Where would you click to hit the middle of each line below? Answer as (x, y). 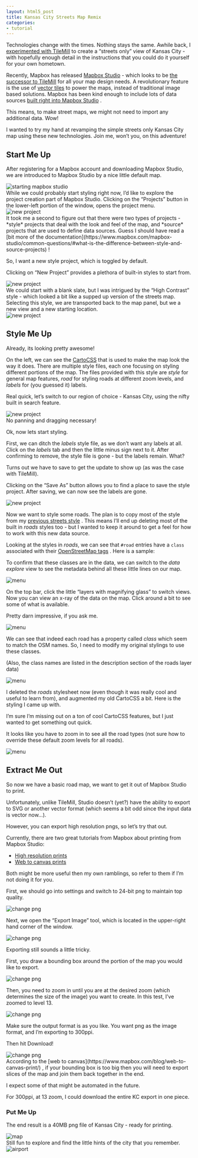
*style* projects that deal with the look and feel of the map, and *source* (95, 224)
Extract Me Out (34, 770)
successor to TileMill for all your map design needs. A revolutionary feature (97, 82)
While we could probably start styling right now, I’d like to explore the (90, 193)
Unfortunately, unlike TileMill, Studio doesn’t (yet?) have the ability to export (98, 802)
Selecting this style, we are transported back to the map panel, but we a (93, 303)
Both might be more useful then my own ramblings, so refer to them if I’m (95, 873)
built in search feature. (33, 403)
